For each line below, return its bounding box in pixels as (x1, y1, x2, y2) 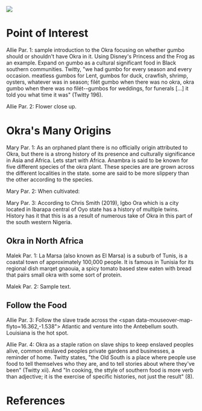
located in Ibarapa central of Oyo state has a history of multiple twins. (6, 205, 179, 213)
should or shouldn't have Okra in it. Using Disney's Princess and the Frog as (6, 52, 195, 60)
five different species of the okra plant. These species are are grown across (6, 163, 195, 170)
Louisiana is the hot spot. (6, 329, 69, 336)
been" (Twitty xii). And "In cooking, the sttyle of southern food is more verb (6, 366, 194, 374)
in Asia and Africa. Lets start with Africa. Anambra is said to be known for (6, 157, 189, 164)
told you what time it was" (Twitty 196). (6, 91, 104, 98)
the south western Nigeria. (6, 218, 72, 225)
